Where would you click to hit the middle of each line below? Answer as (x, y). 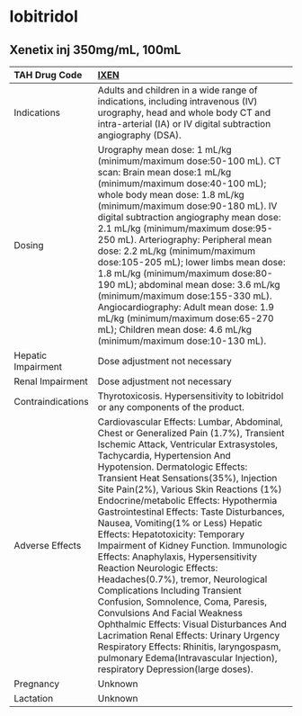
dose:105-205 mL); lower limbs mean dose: (191, 262)
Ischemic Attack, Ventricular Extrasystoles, (188, 444)
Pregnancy (37, 684)
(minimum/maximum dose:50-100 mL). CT (189, 161)
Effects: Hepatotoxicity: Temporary (171, 534)
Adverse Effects (48, 546)
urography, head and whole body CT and (184, 112)
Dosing (29, 245)
